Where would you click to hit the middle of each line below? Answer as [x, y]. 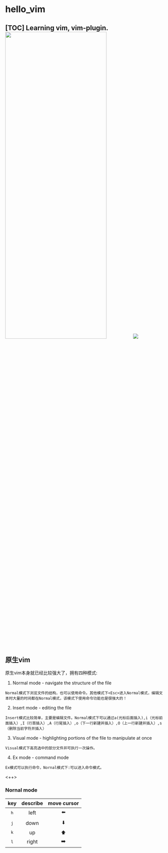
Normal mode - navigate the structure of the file [62, 683]
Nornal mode [21, 790]
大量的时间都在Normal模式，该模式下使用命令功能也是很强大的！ [69, 698]
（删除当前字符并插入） [26, 729]
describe [32, 803]
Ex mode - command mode [41, 758]
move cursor [63, 803]
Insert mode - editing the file [42, 708]
